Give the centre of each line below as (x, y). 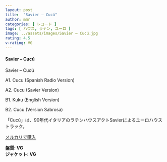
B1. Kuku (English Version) (32, 100)
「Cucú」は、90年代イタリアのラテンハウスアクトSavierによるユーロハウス (84, 120)
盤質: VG (14, 148)
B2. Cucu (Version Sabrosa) (34, 109)
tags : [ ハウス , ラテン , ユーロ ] (38, 29)
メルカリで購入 (21, 137)
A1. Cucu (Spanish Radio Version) (40, 80)
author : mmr (18, 19)
